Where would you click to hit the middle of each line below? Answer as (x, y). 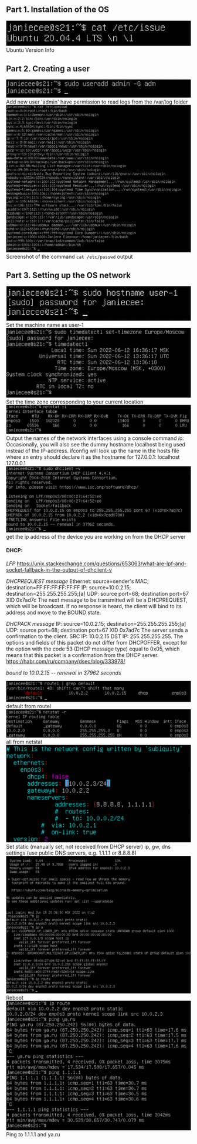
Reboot (15, 998)
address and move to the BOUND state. (54, 612)
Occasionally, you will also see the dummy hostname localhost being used (96, 445)
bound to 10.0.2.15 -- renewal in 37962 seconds (64, 672)
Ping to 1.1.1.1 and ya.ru (33, 1134)
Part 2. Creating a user (48, 69)
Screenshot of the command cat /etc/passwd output (69, 257)
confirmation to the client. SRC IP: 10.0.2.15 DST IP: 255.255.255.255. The (95, 636)
